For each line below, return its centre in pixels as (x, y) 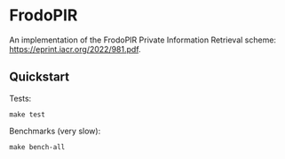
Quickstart (40, 77)
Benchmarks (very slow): (55, 131)
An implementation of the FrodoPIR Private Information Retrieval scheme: (143, 40)
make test (28, 114)
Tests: (20, 98)
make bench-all (37, 147)
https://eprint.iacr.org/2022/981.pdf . (75, 49)
